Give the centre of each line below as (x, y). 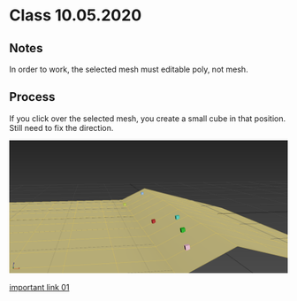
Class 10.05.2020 (76, 15)
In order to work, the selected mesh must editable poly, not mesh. (129, 69)
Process (32, 97)
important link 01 (39, 287)
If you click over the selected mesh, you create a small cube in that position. (147, 118)
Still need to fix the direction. (61, 127)
